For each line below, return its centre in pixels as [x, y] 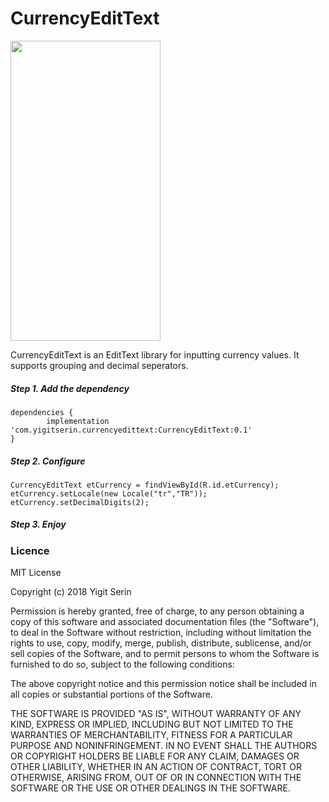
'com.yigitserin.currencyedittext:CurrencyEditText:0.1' [131, 430]
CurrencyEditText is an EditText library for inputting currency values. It [155, 354]
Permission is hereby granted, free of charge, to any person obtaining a [157, 611]
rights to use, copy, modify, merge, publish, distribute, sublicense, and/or [161, 643]
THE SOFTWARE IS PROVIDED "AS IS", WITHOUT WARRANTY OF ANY [156, 714]
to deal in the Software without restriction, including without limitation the [161, 633]
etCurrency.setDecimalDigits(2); [80, 502]
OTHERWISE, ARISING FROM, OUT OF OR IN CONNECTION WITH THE [156, 778]
